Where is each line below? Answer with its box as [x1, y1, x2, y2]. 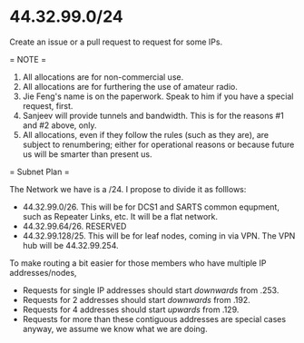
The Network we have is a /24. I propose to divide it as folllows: [9, 183, 247, 194]
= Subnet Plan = [9, 166, 70, 177]
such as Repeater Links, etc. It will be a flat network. [22, 211, 219, 221]
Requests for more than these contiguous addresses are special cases [22, 313, 287, 324]
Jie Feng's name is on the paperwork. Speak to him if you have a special [22, 91, 294, 102]
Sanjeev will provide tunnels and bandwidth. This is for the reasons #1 [22, 110, 284, 121]
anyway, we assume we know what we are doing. [22, 323, 208, 334]
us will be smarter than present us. [22, 148, 152, 160]
